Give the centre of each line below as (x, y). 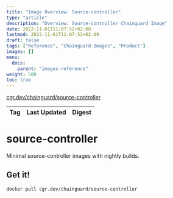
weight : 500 (21, 74)
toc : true (19, 80)
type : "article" (27, 18)
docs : (19, 63)
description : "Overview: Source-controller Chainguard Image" (87, 23)
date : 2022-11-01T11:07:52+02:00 (49, 29)
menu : (13, 57)
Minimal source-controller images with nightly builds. (73, 156)
